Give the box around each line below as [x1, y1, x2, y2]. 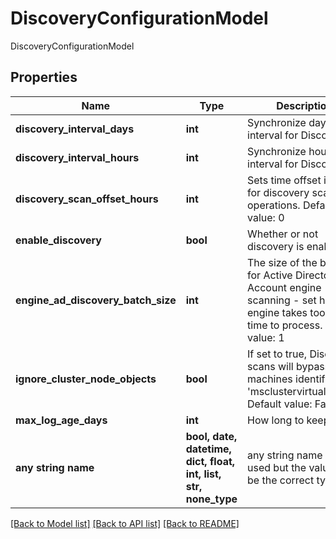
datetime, [185, 442, 232, 456]
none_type [185, 492, 238, 506]
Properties [10, 69, 78, 86]
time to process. [247, 318, 323, 332]
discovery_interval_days [15, 122, 135, 136]
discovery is [247, 239, 305, 253]
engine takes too [247, 305, 326, 319]
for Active [247, 268, 293, 282]
